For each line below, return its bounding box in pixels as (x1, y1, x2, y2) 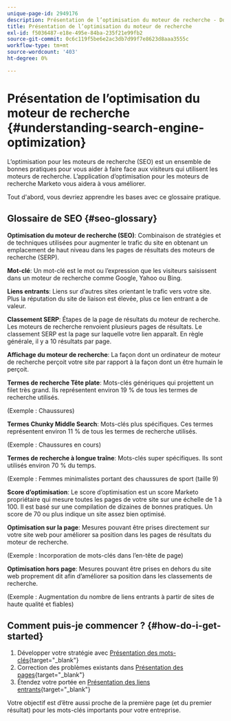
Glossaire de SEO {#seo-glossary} (7, 213, 158, 225)
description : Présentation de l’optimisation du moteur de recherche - (7, 17, 217, 23)
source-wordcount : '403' (7, 49, 78, 56)
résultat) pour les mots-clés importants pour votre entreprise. (7, 706, 181, 714)
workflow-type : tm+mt (7, 42, 69, 49)
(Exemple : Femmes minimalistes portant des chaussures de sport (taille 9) (7, 474, 219, 483)
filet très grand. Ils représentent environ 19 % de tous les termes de (7, 385, 198, 394)
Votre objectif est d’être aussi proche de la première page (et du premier (7, 699, 212, 707)
